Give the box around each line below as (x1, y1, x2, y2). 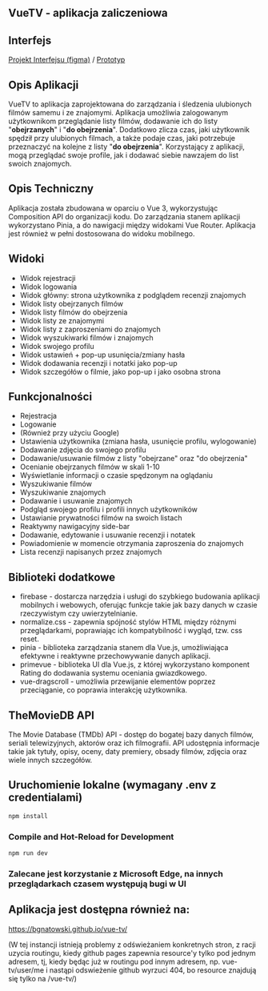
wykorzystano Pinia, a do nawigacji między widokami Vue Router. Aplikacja (8, 220, 256, 230)
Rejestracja (19, 411, 58, 421)
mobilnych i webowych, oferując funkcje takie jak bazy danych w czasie (19, 600, 258, 610)
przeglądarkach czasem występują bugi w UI (8, 878, 186, 889)
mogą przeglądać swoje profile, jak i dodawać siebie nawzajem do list (8, 150, 238, 160)
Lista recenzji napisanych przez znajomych (19, 548, 162, 557)
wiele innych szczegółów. (8, 756, 93, 765)
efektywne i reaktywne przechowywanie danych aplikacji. (19, 652, 211, 661)
